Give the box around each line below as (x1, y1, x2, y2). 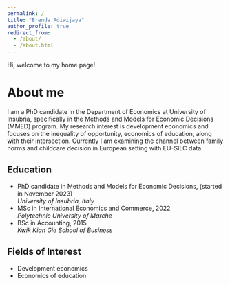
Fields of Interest (7, 246, 81, 258)
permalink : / (7, 10, 45, 17)
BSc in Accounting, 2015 (17, 218, 87, 227)
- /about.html (13, 42, 54, 49)
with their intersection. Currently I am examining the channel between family (7, 137, 224, 145)
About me (7, 85, 65, 100)
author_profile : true (7, 23, 70, 30)
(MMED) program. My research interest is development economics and (7, 122, 209, 130)
